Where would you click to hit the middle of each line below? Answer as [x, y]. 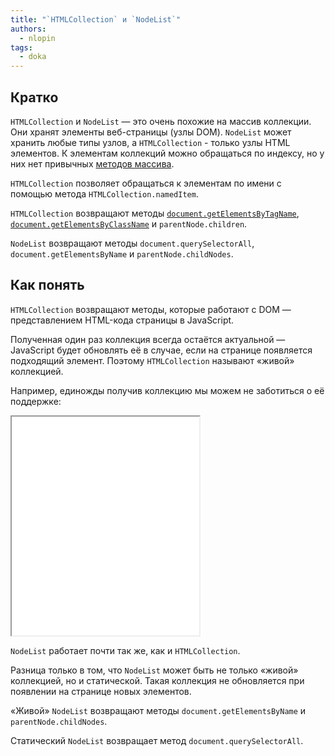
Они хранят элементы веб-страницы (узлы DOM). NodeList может [151, 132]
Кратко [34, 97]
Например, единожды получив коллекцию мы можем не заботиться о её [167, 390]
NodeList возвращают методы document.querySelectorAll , [132, 243]
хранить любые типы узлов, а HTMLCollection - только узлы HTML [150, 142]
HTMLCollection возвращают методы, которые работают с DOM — [151, 309]
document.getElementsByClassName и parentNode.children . [129, 223]
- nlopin [37, 38]
